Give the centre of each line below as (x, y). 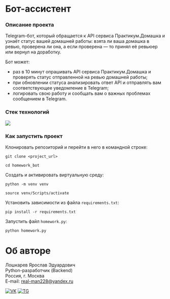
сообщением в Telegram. (40, 99)
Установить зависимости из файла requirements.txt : (62, 203)
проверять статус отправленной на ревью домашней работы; (80, 77)
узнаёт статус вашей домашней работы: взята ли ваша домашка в (77, 41)
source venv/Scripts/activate (37, 193)
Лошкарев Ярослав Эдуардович (40, 265)
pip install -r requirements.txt (41, 212)
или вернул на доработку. (33, 52)
